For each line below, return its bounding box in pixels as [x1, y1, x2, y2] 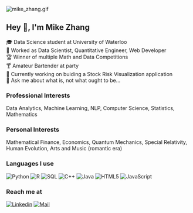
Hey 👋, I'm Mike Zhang [6, 22, 90, 32]
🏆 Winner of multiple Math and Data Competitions [6, 53, 128, 60]
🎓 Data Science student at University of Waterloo [6, 38, 127, 45]
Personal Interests [6, 126, 60, 134]
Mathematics [6, 111, 38, 118]
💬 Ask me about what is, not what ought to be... [6, 77, 121, 84]
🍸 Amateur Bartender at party [6, 62, 79, 69]
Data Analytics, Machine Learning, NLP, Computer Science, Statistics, [6, 105, 175, 112]
